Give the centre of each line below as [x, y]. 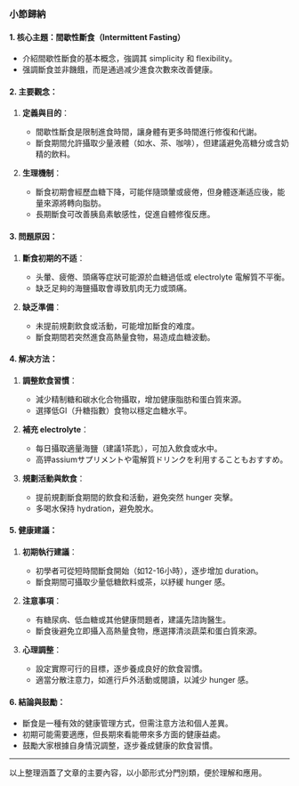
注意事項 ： [42, 600]
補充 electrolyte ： [55, 429]
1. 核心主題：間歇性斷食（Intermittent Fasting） [97, 36]
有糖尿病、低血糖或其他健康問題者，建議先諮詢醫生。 [133, 620]
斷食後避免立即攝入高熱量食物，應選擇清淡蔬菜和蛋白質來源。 [149, 630]
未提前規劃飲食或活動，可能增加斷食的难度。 [117, 326]
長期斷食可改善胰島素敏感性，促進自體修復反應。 [125, 215]
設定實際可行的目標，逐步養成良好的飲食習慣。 [121, 669]
